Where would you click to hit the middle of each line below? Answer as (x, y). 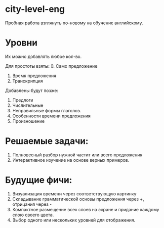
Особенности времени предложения (51, 116)
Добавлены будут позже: (32, 91)
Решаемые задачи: (47, 141)
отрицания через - (32, 204)
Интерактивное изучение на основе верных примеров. (71, 160)
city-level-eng (35, 9)
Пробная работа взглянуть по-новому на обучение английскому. (74, 23)
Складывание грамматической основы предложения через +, (78, 199)
